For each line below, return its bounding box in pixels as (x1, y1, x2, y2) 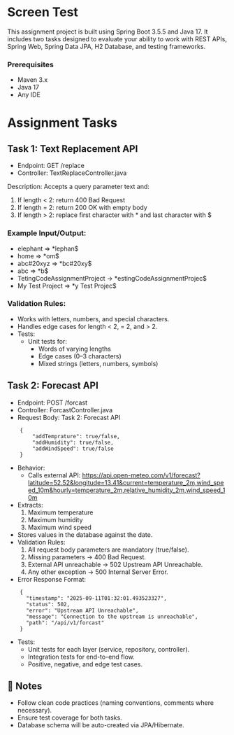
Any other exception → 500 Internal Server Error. (27, 568, 169, 576)
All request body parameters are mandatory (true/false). (27, 545, 189, 554)
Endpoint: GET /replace (17, 162, 85, 170)
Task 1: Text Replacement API (7, 143, 138, 155)
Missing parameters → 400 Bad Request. (27, 552, 147, 561)
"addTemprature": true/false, (32, 433, 120, 440)
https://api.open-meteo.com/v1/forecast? (82, 470, 200, 479)
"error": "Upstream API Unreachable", (25, 607, 139, 614)
